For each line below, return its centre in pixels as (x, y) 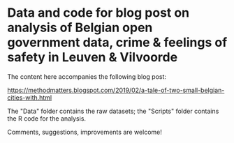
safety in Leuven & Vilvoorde (93, 58)
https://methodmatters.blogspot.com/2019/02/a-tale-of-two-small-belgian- (116, 90)
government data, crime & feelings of (117, 43)
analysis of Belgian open (80, 28)
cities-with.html (30, 97)
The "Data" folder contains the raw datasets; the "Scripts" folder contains (113, 111)
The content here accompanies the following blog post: (87, 76)
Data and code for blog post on (98, 13)
